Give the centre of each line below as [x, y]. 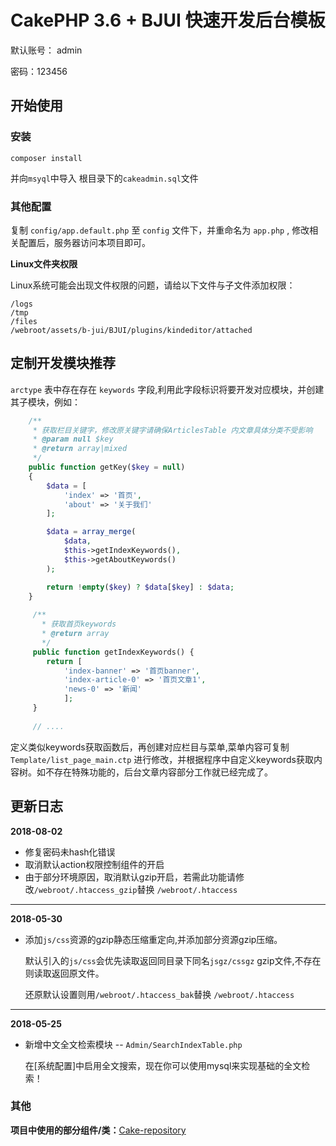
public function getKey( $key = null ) [107, 467]
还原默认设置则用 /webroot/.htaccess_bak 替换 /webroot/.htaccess [159, 994]
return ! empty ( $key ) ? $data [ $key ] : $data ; [140, 587]
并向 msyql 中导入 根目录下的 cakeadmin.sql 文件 [104, 178]
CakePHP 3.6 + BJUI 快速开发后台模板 [168, 20]
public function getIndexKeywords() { [113, 652]
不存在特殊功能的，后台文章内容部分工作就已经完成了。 [158, 772]
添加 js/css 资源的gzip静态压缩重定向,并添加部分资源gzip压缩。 [153, 939]
